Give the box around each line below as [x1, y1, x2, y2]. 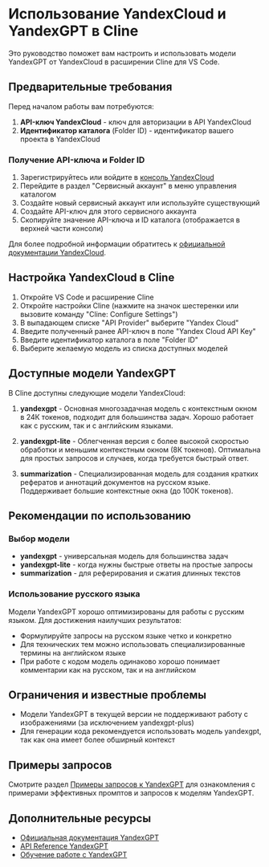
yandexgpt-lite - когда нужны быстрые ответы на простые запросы [19, 560, 253, 570]
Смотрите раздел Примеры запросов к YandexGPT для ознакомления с [8, 779, 255, 789]
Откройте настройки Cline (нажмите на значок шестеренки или [19, 300, 239, 310]
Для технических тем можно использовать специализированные [19, 639, 246, 649]
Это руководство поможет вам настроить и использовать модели [8, 48, 237, 58]
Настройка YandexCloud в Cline [8, 271, 175, 285]
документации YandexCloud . [8, 248, 107, 258]
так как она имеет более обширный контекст [19, 735, 175, 745]
